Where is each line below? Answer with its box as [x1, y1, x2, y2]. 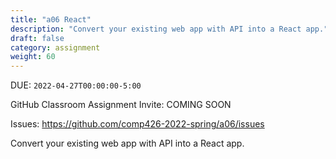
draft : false [10, 33, 65, 43]
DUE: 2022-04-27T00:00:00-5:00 [10, 79, 142, 91]
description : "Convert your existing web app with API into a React [10, 24, 302, 34]
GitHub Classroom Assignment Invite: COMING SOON [10, 99, 232, 111]
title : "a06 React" [10, 14, 92, 25]
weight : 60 [10, 52, 56, 62]
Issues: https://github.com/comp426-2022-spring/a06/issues [10, 118, 265, 130]
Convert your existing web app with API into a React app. [10, 137, 245, 150]
